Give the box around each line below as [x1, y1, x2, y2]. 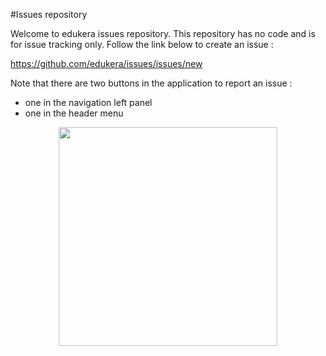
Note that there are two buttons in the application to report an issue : [10, 77, 293, 89]
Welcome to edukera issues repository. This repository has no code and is [10, 28, 316, 39]
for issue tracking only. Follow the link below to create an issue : [10, 39, 274, 50]
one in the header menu [24, 107, 124, 119]
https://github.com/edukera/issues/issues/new [10, 58, 203, 69]
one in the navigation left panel [24, 97, 153, 108]
